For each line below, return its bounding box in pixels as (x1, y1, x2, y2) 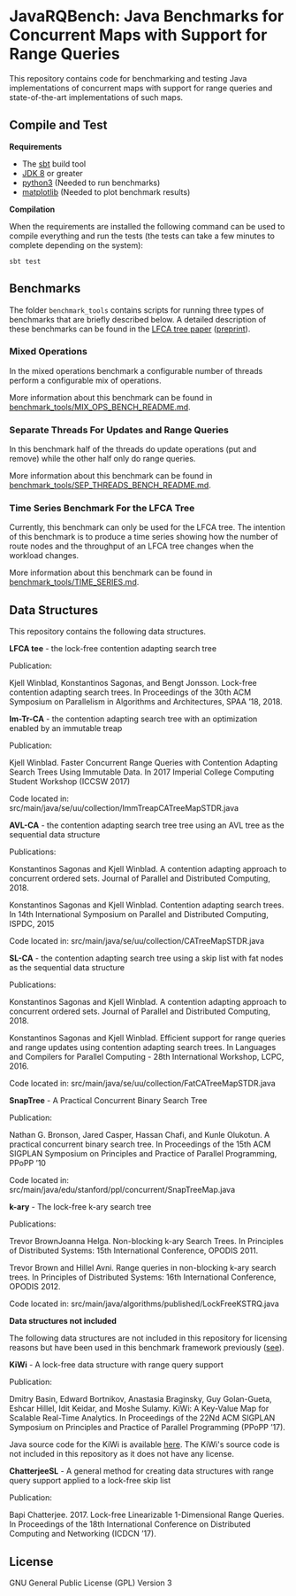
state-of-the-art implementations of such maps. (9, 91, 184, 103)
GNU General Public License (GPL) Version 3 (9, 1577, 172, 1588)
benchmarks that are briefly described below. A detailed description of (9, 314, 267, 324)
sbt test (9, 257, 42, 266)
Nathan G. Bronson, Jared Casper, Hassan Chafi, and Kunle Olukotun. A (9, 1130, 270, 1141)
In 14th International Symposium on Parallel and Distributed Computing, (9, 909, 269, 920)
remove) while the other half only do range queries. (9, 454, 196, 464)
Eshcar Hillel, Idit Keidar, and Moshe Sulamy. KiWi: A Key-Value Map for (9, 1403, 269, 1414)
